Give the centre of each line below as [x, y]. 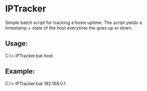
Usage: [17, 44]
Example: [20, 71]
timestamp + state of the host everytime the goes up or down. [69, 27]
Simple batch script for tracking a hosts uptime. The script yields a [74, 22]
